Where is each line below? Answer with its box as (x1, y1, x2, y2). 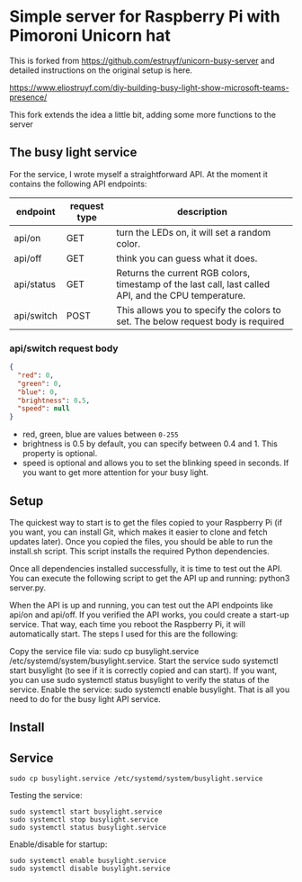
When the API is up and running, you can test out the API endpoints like (9, 599, 274, 610)
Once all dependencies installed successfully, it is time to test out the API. (9, 562, 283, 573)
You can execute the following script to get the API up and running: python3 (9, 572, 290, 583)
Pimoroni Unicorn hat (9, 25, 171, 46)
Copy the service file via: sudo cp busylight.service (9, 645, 200, 656)
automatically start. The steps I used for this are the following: (9, 628, 238, 639)
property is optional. (22, 448, 98, 459)
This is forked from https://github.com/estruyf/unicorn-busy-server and (9, 55, 276, 66)
